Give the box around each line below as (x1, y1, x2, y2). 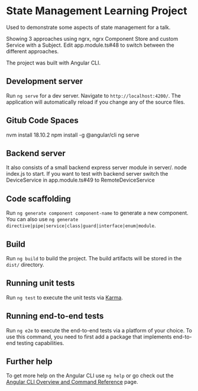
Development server (6, 76, 83, 86)
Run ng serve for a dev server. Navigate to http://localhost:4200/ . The (6, 92, 181, 99)
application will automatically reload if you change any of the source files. (6, 98, 185, 105)
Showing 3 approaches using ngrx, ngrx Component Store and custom (6, 35, 178, 42)
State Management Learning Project (6, 4, 187, 18)
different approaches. (6, 47, 59, 54)
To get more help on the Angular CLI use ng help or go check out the (6, 372, 174, 379)
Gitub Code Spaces (6, 115, 79, 125)
